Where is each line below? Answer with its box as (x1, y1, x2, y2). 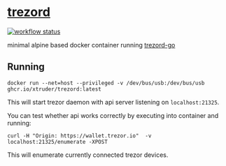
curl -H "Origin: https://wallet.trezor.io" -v (7, 132, 152, 139)
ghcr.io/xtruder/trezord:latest (7, 85, 101, 93)
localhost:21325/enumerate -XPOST (7, 138, 108, 145)
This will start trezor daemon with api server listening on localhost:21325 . (7, 98, 220, 106)
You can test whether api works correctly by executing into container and (7, 111, 219, 119)
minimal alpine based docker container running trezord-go (7, 40, 176, 49)
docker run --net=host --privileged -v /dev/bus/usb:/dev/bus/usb (7, 80, 205, 86)
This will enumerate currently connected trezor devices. (7, 151, 169, 159)
